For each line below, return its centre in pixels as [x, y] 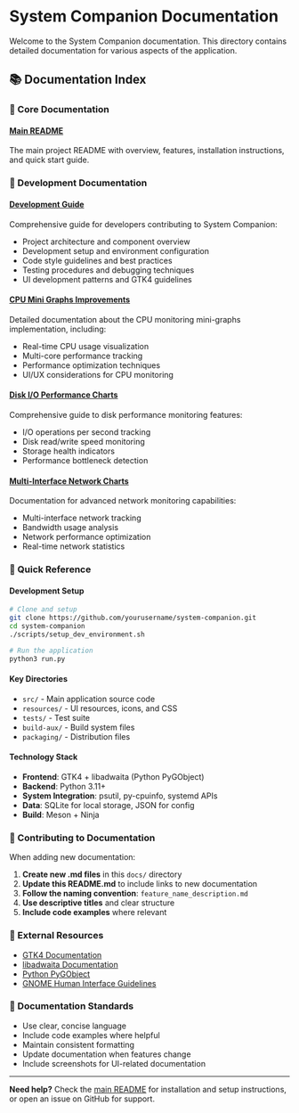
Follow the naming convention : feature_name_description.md [135, 894]
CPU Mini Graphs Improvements [70, 299]
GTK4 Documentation [62, 954]
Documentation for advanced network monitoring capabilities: [123, 501]
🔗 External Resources [57, 936]
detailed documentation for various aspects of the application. [123, 50]
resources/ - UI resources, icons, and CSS [100, 708]
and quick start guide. [49, 160]
